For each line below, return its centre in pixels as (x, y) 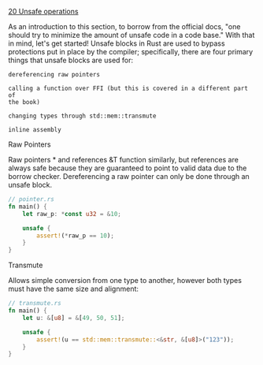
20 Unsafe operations (43, 11)
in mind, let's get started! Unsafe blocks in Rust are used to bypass (117, 43)
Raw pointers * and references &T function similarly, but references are (123, 160)
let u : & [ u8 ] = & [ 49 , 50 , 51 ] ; (74, 318)
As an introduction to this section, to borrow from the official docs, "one (124, 26)
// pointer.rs (31, 199)
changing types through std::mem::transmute (82, 116)
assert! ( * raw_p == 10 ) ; (75, 236)
